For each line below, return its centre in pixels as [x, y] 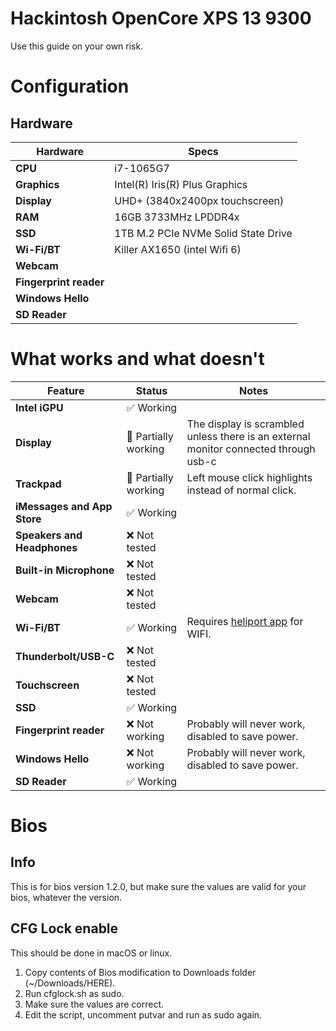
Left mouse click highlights [249, 477]
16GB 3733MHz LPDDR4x [177, 217]
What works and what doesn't [137, 359]
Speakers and [49, 535]
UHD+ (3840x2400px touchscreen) [199, 200]
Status [151, 390]
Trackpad [38, 484]
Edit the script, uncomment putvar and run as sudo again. [143, 1014]
